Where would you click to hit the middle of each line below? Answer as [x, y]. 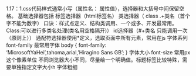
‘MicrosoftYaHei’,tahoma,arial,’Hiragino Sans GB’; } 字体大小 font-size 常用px [98, 52]
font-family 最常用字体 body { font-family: [56, 45]
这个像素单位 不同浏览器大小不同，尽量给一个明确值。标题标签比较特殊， [94, 60]
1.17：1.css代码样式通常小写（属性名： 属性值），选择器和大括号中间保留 [93, 8]
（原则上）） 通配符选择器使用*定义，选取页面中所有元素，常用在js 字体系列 [97, 38]
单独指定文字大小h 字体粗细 [44, 67]
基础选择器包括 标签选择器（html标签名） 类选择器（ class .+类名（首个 [104, 16]
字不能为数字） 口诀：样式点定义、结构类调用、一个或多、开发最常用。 [92, 23]
